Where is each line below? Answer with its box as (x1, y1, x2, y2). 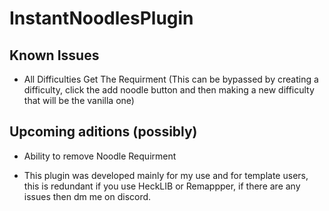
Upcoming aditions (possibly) (9, 123, 198, 141)
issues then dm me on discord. (23, 190, 152, 202)
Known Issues (9, 47, 100, 64)
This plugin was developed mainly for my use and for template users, (23, 169, 309, 181)
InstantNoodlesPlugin (9, 7, 194, 30)
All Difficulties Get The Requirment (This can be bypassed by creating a (23, 73, 319, 85)
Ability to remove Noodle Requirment (23, 150, 177, 162)
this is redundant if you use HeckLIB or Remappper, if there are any (23, 180, 301, 192)
